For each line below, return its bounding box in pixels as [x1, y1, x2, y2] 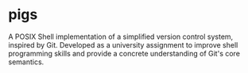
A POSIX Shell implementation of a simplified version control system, [8, 32, 234, 41]
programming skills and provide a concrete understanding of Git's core [8, 48, 241, 58]
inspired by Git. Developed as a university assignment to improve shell [8, 40, 238, 49]
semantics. [8, 57, 45, 67]
